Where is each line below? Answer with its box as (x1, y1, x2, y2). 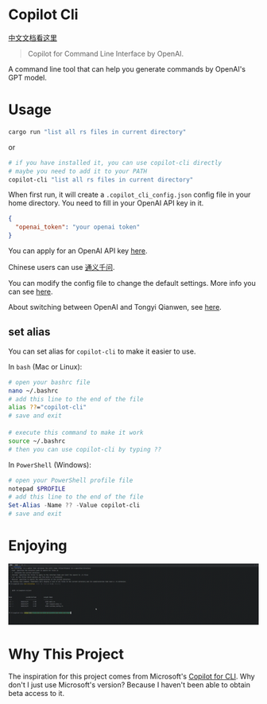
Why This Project (8, 645, 125, 663)
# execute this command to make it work (8, 428, 145, 437)
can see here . (8, 287, 53, 296)
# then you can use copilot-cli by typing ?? (8, 445, 161, 453)
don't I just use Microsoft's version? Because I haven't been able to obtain (8, 679, 251, 690)
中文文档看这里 (8, 33, 57, 42)
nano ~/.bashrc (8, 386, 59, 395)
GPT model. (8, 72, 48, 82)
